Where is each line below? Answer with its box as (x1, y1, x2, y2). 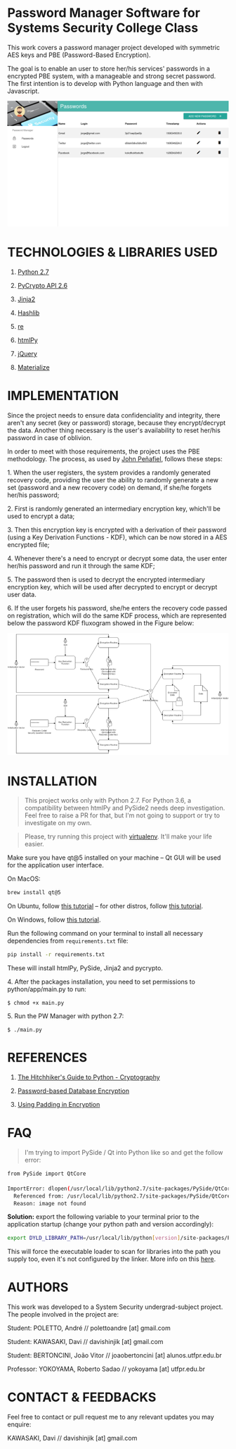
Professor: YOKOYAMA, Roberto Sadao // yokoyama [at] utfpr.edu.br (7, 1365, 206, 1374)
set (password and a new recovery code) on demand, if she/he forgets (7, 483, 212, 491)
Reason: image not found (13, 1200, 86, 1207)
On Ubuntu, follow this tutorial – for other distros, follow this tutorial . (7, 902, 204, 910)
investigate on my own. (24, 819, 92, 827)
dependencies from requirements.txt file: (7, 936, 129, 945)
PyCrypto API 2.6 (17, 281, 68, 289)
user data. (7, 590, 37, 598)
